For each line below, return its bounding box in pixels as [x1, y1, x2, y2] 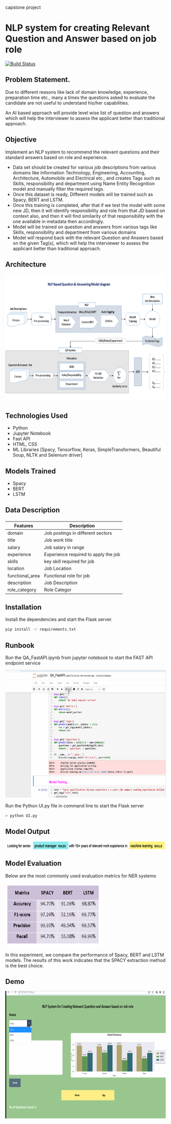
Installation [5, 603, 42, 611]
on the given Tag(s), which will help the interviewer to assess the [12, 240, 149, 246]
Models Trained [5, 466, 56, 476]
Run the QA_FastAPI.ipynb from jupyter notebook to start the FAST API [5, 655, 153, 661]
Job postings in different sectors [44, 530, 112, 536]
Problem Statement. [5, 75, 70, 84]
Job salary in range [44, 544, 84, 550]
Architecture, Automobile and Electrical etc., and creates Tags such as [12, 175, 160, 181]
